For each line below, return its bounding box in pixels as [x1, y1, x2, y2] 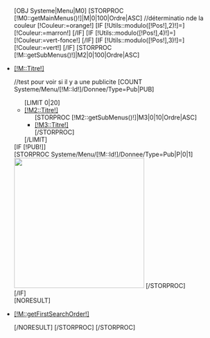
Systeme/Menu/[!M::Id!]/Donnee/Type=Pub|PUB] [13, 85, 155, 93]
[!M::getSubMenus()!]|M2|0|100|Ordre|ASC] [13, 51, 140, 59]
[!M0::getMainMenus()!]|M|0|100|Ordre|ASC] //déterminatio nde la [13, 14, 204, 22]
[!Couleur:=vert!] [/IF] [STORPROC [13, 44, 112, 51]
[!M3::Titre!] [34, 121, 69, 128]
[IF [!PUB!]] [13, 143, 46, 151]
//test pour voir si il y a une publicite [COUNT [13, 78, 143, 86]
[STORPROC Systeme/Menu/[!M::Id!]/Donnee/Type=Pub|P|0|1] [13, 150, 193, 158]
